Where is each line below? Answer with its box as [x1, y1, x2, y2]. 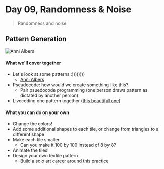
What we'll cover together [5, 60, 61, 66]
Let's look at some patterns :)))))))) [12, 71, 85, 77]
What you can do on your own [5, 109, 69, 116]
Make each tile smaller [12, 137, 60, 143]
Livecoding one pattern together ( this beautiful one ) [12, 97, 121, 104]
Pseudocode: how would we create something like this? [12, 82, 129, 88]
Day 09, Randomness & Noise [5, 4, 132, 15]
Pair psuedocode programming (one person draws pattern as [20, 87, 148, 93]
